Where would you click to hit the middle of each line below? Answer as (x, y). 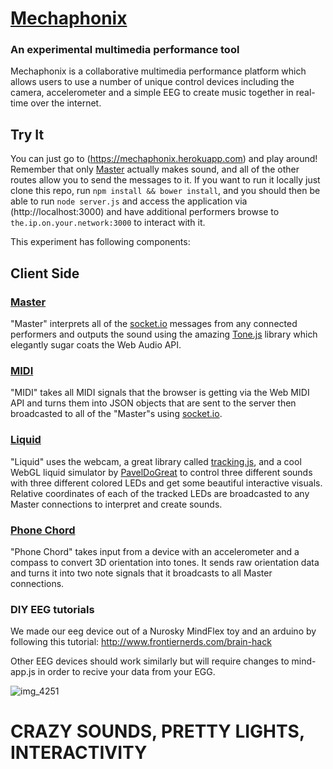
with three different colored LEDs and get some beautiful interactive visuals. (166, 483)
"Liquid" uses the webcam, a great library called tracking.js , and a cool (156, 461)
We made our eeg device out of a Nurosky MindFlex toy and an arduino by (163, 631)
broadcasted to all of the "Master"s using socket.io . (116, 414)
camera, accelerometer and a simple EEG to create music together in (152, 93)
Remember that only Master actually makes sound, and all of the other (155, 169)
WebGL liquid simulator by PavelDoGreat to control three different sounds (161, 472)
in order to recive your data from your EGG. (126, 672)
